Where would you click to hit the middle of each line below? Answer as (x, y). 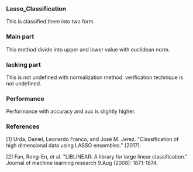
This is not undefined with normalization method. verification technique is (94, 77)
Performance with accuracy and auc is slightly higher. (71, 111)
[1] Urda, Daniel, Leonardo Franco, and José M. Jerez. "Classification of (92, 139)
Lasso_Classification (36, 9)
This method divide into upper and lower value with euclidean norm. (88, 49)
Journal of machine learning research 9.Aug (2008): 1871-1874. (82, 163)
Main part (20, 37)
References (23, 126)
